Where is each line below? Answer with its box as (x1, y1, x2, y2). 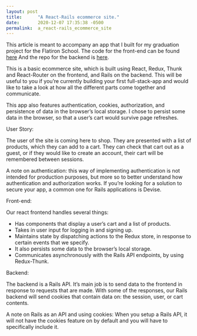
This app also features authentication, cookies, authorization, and (6, 101, 165, 109)
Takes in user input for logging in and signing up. (14, 226, 133, 233)
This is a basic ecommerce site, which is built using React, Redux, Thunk (6, 65, 182, 73)
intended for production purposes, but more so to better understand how (6, 173, 183, 180)
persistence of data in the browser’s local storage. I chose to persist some (6, 108, 185, 115)
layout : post (6, 8, 38, 15)
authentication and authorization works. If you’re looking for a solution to (6, 180, 182, 187)
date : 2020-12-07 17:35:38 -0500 (6, 19, 104, 25)
